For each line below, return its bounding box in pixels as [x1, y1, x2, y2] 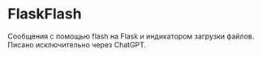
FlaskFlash [7, 5, 82, 23]
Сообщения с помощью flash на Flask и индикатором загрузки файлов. [7, 31, 255, 41]
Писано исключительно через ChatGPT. [7, 39, 147, 49]
